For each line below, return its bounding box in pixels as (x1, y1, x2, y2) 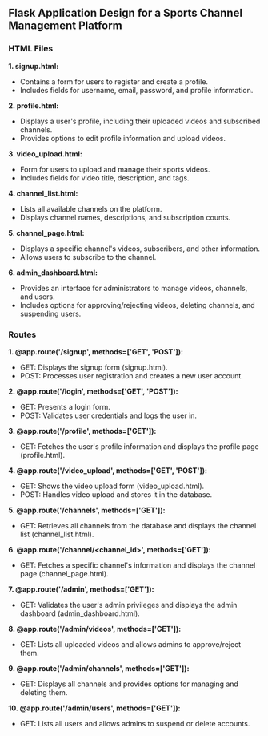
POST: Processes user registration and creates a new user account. (19, 370, 244, 380)
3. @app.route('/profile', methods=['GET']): (8, 426, 157, 435)
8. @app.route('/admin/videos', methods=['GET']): (8, 624, 182, 633)
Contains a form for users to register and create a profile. (19, 76, 209, 87)
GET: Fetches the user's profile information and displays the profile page (19, 441, 260, 451)
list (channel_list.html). (19, 529, 94, 539)
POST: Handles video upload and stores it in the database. (19, 489, 213, 499)
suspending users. (19, 309, 82, 318)
